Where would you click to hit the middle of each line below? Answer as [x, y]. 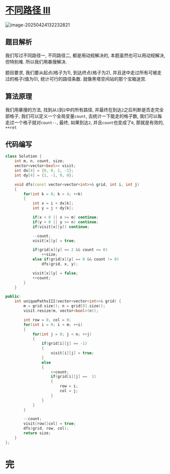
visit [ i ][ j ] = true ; [72, 353]
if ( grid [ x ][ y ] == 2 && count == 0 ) [70, 250]
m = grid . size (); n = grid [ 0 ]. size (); [64, 306]
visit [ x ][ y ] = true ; [54, 241]
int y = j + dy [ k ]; [53, 208]
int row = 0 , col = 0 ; [47, 320]
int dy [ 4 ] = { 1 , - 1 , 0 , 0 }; [44, 175]
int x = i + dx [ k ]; [53, 203]
